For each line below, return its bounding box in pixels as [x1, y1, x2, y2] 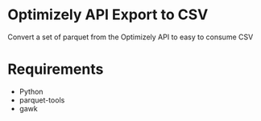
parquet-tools [19, 95, 65, 105]
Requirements [7, 60, 104, 79]
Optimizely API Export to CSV [7, 6, 209, 24]
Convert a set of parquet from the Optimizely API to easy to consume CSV [7, 32, 254, 42]
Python [19, 87, 43, 96]
